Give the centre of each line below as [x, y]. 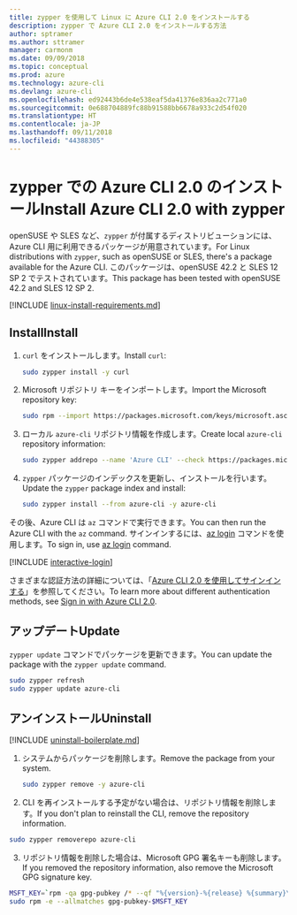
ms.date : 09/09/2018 [47, 58]
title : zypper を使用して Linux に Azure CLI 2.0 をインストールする [129, 17]
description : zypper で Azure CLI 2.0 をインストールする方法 [118, 26]
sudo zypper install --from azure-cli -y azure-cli [119, 505]
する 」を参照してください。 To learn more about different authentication [140, 591]
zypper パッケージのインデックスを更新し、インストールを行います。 [147, 478]
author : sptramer [41, 34]
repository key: [49, 400]
